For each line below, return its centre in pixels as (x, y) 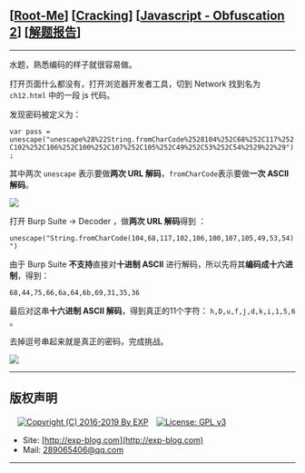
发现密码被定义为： (45, 114)
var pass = (30, 132)
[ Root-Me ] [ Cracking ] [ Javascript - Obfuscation (147, 16)
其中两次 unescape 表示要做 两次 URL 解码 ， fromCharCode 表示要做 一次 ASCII (149, 173)
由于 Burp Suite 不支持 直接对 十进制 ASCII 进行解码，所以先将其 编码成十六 (148, 264)
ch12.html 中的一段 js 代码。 (62, 94)
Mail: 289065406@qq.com (73, 449)
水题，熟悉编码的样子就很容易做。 (73, 64)
